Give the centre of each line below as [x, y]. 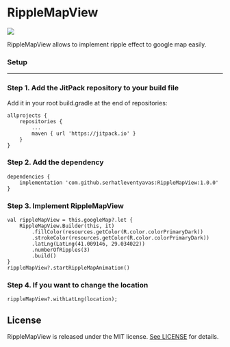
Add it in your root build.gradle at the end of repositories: [87, 103]
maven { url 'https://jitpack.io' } [84, 133]
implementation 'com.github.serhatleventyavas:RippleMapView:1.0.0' [119, 183]
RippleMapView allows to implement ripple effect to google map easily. [107, 44]
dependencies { [29, 177]
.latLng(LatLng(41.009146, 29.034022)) [89, 244]
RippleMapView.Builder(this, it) [67, 226]
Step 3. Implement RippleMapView [66, 205]
